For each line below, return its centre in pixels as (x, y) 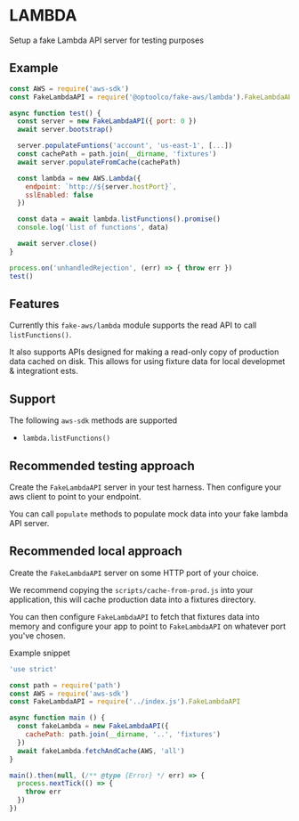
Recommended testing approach (102, 465)
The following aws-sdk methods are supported (93, 420)
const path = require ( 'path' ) (65, 685)
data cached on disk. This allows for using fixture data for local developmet (147, 362)
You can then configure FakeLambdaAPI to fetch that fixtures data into (134, 616)
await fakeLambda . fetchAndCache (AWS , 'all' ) (101, 751)
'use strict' (33, 669)
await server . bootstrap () (65, 130)
